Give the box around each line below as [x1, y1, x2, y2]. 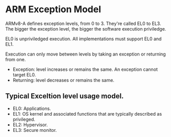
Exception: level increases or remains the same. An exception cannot [12, 66, 158, 72]
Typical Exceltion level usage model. [5, 92, 124, 100]
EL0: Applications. [12, 105, 51, 112]
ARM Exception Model [5, 4, 101, 15]
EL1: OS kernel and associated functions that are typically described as [12, 111, 162, 117]
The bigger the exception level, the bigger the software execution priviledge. [5, 25, 166, 32]
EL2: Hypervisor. [12, 121, 48, 128]
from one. [5, 56, 26, 62]
